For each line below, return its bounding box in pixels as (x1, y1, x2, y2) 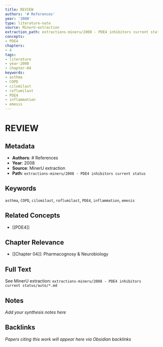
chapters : (5, 43, 25, 48)
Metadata (5, 142, 35, 150)
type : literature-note (5, 20, 51, 26)
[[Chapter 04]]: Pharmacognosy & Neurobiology (12, 251, 109, 257)
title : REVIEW (5, 7, 34, 12)
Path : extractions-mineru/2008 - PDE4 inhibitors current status (12, 170, 146, 176)
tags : (5, 52, 16, 57)
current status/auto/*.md (5, 283, 57, 288)
